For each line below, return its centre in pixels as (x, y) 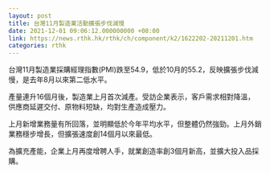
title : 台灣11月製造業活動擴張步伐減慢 (66, 23)
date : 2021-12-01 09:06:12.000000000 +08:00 (84, 31)
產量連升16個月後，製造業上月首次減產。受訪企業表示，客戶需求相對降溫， (132, 97)
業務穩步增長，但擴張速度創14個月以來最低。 (82, 134)
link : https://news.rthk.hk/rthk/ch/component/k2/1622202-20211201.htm (131, 38)
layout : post (30, 16)
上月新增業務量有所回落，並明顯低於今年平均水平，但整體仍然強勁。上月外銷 (135, 124)
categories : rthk (37, 46)
